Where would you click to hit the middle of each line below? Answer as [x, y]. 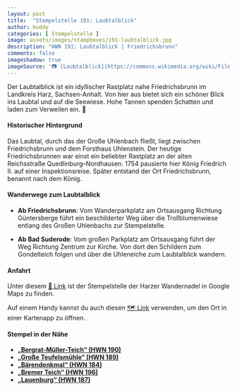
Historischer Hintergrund [45, 125]
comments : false [31, 54]
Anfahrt [19, 270]
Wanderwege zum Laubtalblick [54, 194]
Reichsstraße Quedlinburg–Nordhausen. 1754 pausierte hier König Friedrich [117, 163]
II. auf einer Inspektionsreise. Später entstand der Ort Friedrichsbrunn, [109, 171]
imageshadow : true [34, 60]
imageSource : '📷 [32, 66]
